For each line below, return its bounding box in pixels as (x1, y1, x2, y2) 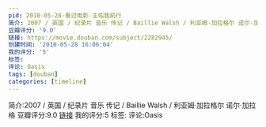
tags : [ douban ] (8, 70, 59, 78)
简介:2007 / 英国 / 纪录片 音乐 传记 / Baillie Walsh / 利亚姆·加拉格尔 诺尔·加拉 (8, 100, 256, 110)
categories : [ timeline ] (8, 77, 87, 85)
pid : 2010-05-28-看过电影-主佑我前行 (8, 11, 122, 20)
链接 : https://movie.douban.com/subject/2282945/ (8, 33, 173, 42)
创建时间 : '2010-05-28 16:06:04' (8, 41, 114, 49)
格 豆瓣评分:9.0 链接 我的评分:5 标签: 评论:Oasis (8, 110, 163, 119)
